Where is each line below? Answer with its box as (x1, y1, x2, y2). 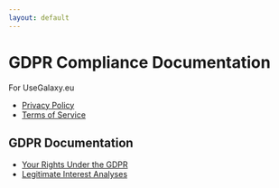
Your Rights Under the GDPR (21, 159, 128, 170)
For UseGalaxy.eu (8, 82, 75, 93)
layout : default (8, 13, 70, 23)
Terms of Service (21, 109, 87, 120)
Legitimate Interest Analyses (21, 169, 128, 180)
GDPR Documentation (8, 135, 134, 150)
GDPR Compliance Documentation (8, 52, 272, 72)
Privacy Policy (21, 99, 75, 110)
